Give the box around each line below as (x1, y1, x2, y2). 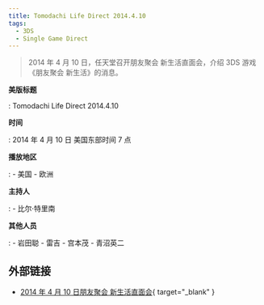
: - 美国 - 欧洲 (8, 169, 54, 179)
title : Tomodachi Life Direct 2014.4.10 (8, 11, 147, 20)
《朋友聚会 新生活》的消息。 (27, 68, 123, 78)
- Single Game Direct (15, 34, 89, 43)
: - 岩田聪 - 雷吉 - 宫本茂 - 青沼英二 (8, 238, 125, 248)
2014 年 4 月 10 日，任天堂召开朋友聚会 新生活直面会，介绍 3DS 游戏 (27, 57, 257, 67)
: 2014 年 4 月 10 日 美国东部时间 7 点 (8, 135, 132, 145)
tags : (8, 19, 27, 28)
